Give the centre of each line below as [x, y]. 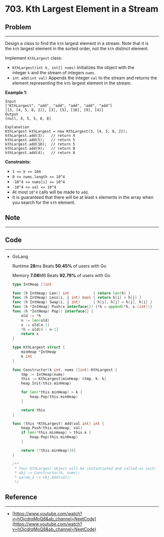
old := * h [31, 316]
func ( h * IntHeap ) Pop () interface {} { [53, 311]
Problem [18, 27]
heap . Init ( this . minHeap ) [46, 384]
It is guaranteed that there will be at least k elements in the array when [83, 197]
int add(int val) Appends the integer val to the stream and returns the [84, 78]
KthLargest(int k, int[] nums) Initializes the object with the [73, 67]
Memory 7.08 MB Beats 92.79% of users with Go [61, 275]
